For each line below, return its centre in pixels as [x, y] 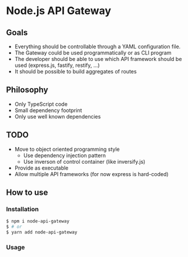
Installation [23, 209]
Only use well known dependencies [58, 116]
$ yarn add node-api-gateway [42, 232]
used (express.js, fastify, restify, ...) [57, 65]
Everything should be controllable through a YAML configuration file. [98, 46]
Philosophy [27, 90]
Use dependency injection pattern [65, 155]
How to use [27, 193]
